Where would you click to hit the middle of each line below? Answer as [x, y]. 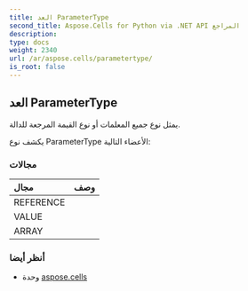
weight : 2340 [33, 51]
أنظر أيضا [27, 257]
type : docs [29, 42]
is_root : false [37, 67]
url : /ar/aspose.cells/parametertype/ [81, 59]
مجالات [23, 164]
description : [33, 34]
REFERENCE [40, 202]
